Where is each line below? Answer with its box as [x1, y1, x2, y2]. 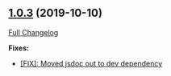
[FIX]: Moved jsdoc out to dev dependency [19, 58, 163, 68]
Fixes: [8, 43, 30, 53]
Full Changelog [8, 27, 59, 37]
